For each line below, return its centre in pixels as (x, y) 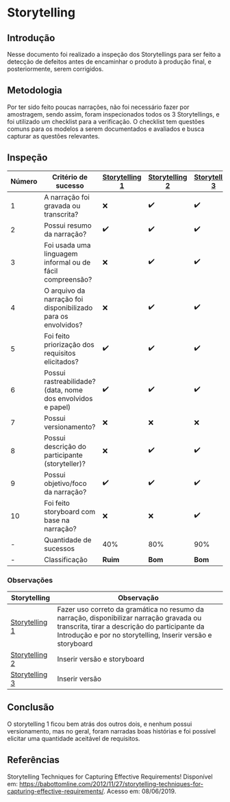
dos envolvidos (68, 398)
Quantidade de (68, 539)
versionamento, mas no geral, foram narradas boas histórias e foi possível (112, 731)
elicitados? (61, 361)
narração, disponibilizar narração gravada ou (129, 618)
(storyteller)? (65, 463)
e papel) (57, 407)
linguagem (61, 254)
